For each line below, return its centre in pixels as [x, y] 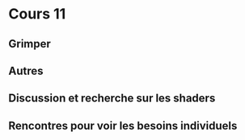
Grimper [30, 44]
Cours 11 [37, 14]
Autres [26, 70]
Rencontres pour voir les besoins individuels [123, 126]
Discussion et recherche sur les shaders [112, 99]
